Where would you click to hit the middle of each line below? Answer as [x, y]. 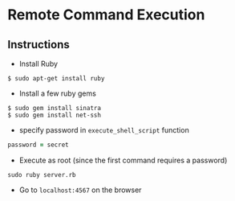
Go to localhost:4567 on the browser [80, 190]
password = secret [38, 145]
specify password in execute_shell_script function [104, 130]
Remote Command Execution [106, 15]
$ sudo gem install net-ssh [55, 115]
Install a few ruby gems [58, 93]
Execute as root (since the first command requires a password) [123, 160]
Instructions [38, 45]
